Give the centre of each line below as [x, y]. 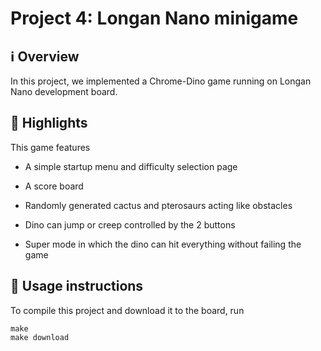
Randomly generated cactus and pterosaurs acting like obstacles [158, 205]
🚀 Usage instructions [77, 286]
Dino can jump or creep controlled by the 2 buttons [130, 224]
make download [40, 337]
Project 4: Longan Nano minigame [154, 18]
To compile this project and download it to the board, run [127, 310]
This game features [50, 147]
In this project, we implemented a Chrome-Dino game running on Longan [161, 81]
